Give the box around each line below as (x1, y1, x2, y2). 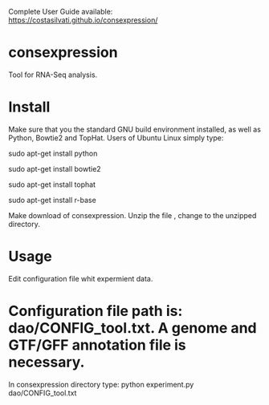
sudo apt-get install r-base (8, 195, 96, 205)
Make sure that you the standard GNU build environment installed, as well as (8, 124, 261, 134)
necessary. (8, 353, 85, 371)
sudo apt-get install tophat (8, 180, 96, 189)
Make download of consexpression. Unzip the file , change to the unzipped (8, 210, 257, 220)
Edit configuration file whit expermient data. (8, 273, 153, 283)
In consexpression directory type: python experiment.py (8, 379, 194, 389)
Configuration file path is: (8, 302, 183, 320)
